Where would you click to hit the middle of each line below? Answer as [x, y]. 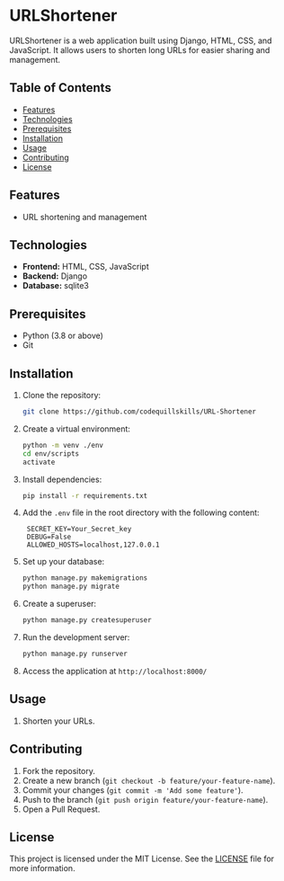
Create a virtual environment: [76, 429]
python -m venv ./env [62, 445]
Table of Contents [61, 88]
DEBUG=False [49, 537]
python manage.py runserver [75, 654]
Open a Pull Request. [61, 809]
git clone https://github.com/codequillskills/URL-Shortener [139, 412]
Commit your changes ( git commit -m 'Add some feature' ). [133, 790]
